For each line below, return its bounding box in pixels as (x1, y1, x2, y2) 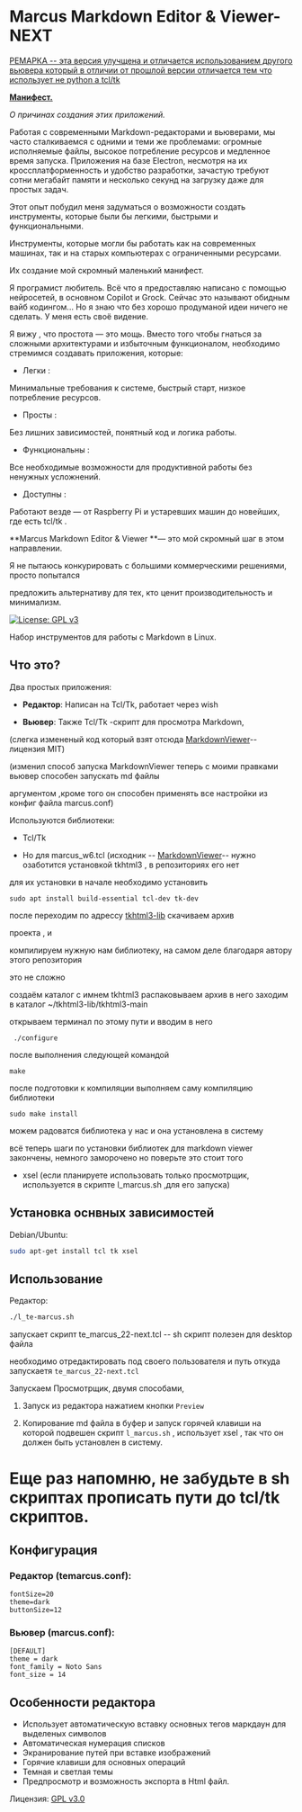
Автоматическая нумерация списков (22, 1738, 165, 1749)
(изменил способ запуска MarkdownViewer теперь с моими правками (9, 760, 279, 771)
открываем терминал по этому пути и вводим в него (9, 1016, 213, 1027)
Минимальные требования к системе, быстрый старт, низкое (9, 382, 246, 393)
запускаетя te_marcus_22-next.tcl (9, 1366, 139, 1377)
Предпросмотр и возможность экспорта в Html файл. (22, 1776, 230, 1787)
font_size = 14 (9, 1671, 67, 1680)
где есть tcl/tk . (9, 516, 67, 526)
